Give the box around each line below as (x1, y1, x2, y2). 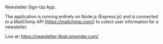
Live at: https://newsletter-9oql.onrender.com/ (5, 34, 99, 39)
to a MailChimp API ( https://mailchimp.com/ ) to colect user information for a (5, 19, 159, 24)
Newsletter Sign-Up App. (5, 4, 56, 10)
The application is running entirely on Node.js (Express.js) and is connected (5, 14, 158, 19)
